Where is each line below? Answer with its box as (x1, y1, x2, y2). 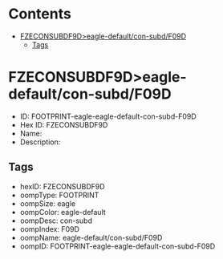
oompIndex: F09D (19, 224, 80, 233)
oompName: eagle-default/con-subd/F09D (19, 233, 163, 242)
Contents (8, 5, 72, 23)
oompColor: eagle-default (19, 207, 106, 217)
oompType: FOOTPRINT (19, 190, 99, 200)
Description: (19, 137, 61, 147)
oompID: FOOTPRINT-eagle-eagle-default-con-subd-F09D (19, 241, 216, 251)
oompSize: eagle (19, 198, 76, 208)
